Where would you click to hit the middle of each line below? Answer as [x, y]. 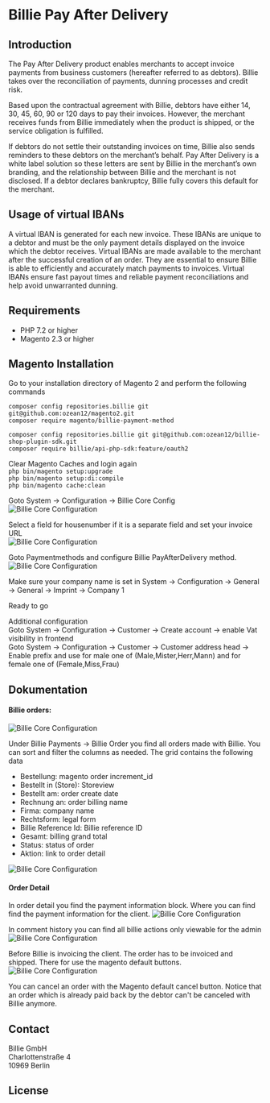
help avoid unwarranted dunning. [63, 285]
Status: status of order [57, 845]
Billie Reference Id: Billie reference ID [81, 828]
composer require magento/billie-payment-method [91, 421]
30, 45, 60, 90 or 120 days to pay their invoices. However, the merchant [127, 114]
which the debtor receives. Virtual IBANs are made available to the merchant [135, 251]
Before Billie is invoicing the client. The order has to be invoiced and [121, 954]
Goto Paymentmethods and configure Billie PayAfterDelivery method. [123, 558]
